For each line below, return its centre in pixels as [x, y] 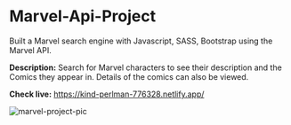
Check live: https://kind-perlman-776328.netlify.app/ [107, 94]
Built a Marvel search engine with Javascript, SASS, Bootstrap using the [141, 41]
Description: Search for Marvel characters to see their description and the [145, 67]
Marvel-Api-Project [83, 16]
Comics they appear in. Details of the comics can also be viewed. [129, 76]
